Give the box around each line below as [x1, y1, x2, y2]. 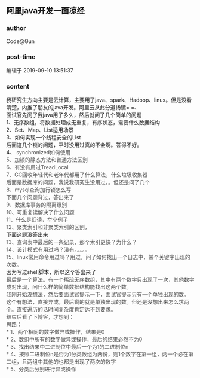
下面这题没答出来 [6, 231, 48, 238]
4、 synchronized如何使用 [6, 149, 71, 156]
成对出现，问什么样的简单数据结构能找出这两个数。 [6, 283, 132, 291]
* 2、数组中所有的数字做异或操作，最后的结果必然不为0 [6, 336, 143, 343]
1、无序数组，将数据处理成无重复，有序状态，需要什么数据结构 [6, 119, 160, 126]
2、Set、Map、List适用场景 [6, 126, 74, 133]
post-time [6, 53, 36, 61]
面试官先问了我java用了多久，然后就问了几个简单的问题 [6, 111, 142, 118]
